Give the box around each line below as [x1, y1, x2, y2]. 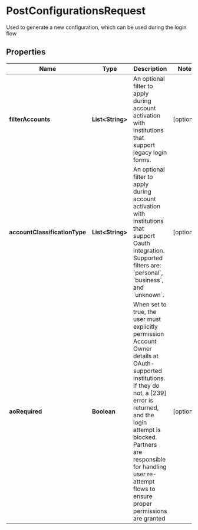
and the [133, 411, 154, 419]
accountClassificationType [9, 228, 87, 236]
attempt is [133, 426, 161, 434]
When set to [133, 300, 167, 308]
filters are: [133, 261, 161, 269]
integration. [133, 246, 165, 254]
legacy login [133, 148, 167, 156]
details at [133, 352, 159, 360]
